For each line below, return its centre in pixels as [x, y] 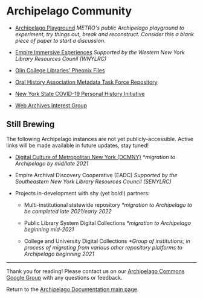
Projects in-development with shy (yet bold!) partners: [82, 193]
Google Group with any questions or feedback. [64, 277]
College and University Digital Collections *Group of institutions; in [107, 241]
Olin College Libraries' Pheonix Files [60, 70]
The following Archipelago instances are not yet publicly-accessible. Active [100, 139]
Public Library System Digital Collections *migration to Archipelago [108, 223]
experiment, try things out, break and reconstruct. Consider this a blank [105, 34]
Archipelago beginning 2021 [59, 254]
